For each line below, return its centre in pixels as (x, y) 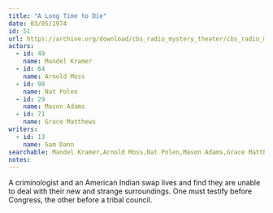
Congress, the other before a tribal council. (80, 200)
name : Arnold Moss (54, 76)
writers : (23, 129)
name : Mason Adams (54, 106)
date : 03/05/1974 (38, 24)
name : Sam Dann (49, 144)
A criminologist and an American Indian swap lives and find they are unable (134, 183)
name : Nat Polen (51, 91)
